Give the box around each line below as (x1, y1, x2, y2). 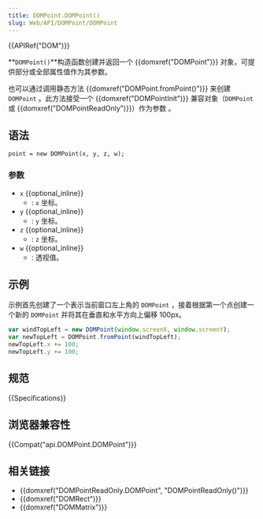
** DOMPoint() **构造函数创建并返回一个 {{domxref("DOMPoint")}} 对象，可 (8, 57, 248, 66)
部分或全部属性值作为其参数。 (14, 66, 112, 76)
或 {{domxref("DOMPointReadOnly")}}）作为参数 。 (8, 103, 176, 113)
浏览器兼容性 (8, 418, 71, 431)
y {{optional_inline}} (19, 206, 84, 216)
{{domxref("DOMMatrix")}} (19, 502, 108, 512)
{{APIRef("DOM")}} (8, 40, 71, 50)
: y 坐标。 (31, 216, 62, 225)
